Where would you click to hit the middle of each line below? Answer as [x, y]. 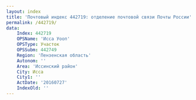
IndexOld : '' [33, 88]
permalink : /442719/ [32, 22]
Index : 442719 [34, 34]
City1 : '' [29, 77]
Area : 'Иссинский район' [47, 66]
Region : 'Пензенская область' [54, 55]
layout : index [24, 11]
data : [13, 28]
